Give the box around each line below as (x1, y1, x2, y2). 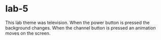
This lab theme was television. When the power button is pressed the (5, 19, 150, 25)
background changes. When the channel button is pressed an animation (5, 24, 156, 30)
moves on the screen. (5, 30, 51, 36)
